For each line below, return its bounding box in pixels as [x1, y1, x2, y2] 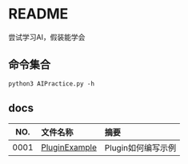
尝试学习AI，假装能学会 [8, 32, 86, 42]
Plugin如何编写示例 [104, 142, 177, 153]
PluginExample [41, 142, 98, 153]
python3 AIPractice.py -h [8, 79, 94, 88]
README [8, 5, 69, 23]
